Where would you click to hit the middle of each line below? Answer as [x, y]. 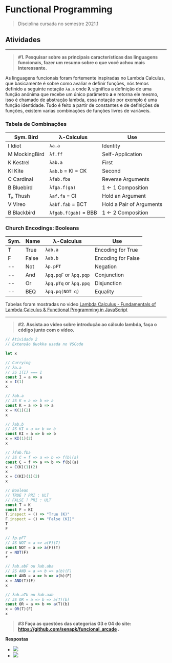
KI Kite [16, 171]
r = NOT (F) [17, 552]
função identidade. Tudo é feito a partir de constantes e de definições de [82, 105]
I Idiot [15, 146]
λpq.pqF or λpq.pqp [68, 275]
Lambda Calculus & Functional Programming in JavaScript [67, 310]
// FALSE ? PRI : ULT [28, 500]
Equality [104, 292]
